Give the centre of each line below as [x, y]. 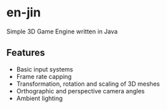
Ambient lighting [39, 98]
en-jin [24, 13]
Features [26, 53]
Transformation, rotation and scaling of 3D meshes [88, 84]
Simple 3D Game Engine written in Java [62, 31]
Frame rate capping [44, 76]
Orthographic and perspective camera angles [80, 91]
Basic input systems [44, 69]
